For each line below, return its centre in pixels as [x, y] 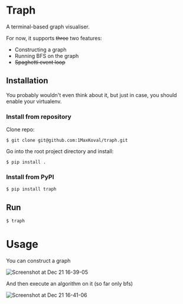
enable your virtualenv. [34, 101]
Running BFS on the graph [47, 56]
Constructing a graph [40, 49]
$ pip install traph [32, 189]
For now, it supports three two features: [54, 38]
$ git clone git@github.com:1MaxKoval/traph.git [67, 140]
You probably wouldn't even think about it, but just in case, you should [91, 95]
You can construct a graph [38, 261]
